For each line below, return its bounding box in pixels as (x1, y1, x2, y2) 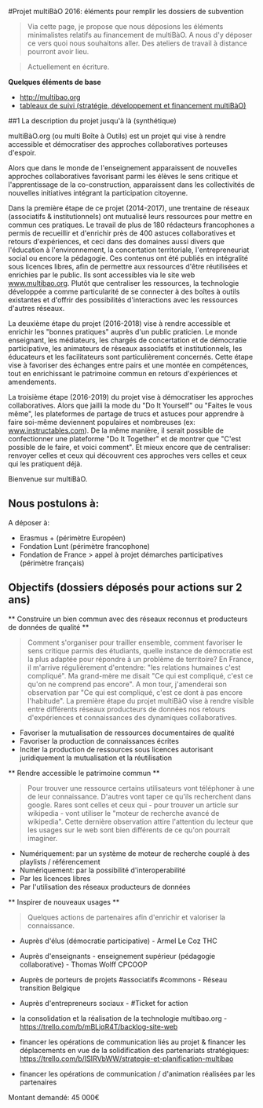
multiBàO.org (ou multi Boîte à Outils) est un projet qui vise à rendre (8, 131, 226, 141)
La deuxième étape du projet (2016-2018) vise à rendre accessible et (8, 319, 231, 328)
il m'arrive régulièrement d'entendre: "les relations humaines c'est (27, 663, 241, 672)
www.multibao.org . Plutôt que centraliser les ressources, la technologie (8, 279, 239, 287)
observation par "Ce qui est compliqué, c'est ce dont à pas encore (27, 687, 243, 697)
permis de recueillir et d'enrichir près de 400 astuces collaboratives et (8, 229, 236, 238)
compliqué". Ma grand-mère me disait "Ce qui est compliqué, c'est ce (27, 671, 254, 680)
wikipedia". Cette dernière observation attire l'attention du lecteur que (27, 817, 254, 826)
